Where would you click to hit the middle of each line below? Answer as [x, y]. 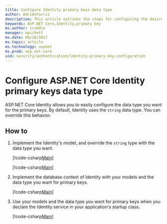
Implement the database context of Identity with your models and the [83, 177]
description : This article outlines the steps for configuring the [77, 19]
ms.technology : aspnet [29, 47]
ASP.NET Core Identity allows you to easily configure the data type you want [83, 105]
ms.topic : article [24, 42]
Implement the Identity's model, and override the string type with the [83, 143]
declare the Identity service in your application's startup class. [76, 207]
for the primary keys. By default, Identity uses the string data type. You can [83, 110]
